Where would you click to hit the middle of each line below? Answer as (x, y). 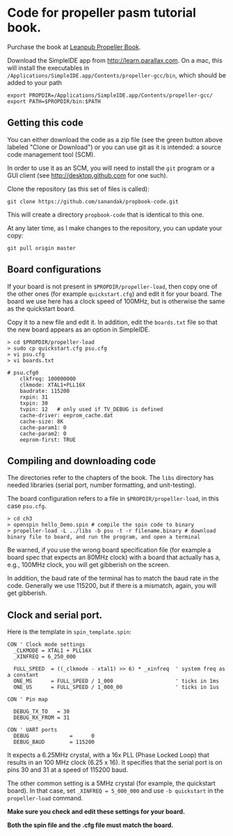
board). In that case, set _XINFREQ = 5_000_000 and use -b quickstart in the (115, 791)
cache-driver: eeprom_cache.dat (66, 415)
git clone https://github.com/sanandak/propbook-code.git (93, 201)
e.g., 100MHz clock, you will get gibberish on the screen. (89, 565)
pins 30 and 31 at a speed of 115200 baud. (68, 770)
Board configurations (54, 270)
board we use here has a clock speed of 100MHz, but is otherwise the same (116, 301)
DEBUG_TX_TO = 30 (42, 712)
